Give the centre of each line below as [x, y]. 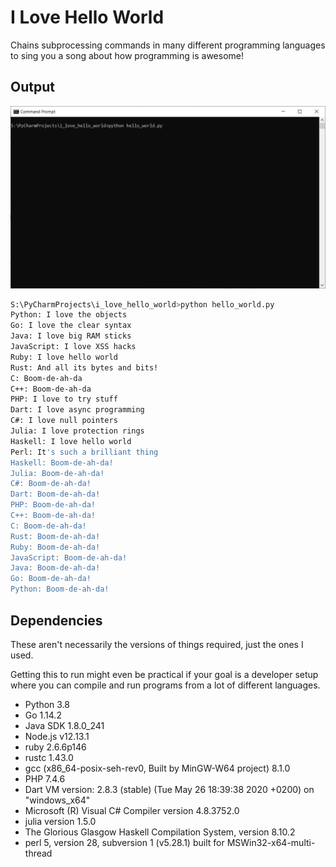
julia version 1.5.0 [60, 821]
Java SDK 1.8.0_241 [64, 725]
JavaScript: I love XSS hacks [73, 347]
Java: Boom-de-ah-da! [55, 568]
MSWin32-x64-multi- [271, 842]
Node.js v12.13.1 [57, 736]
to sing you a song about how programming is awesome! [127, 55]
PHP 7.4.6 [45, 778]
